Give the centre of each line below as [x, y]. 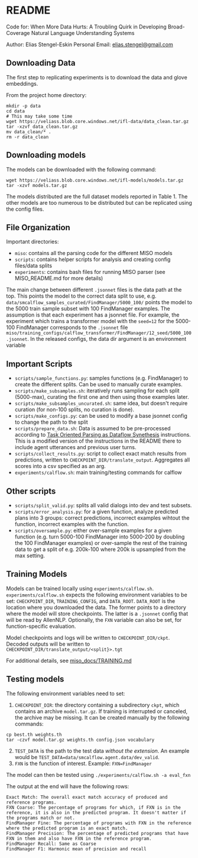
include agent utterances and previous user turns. [76, 447]
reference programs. [32, 802]
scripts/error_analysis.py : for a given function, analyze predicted [96, 512]
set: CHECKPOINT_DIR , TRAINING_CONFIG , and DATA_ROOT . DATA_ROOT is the [91, 601]
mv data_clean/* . [29, 132]
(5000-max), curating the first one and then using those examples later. [102, 397]
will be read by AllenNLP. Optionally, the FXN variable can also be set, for [94, 620]
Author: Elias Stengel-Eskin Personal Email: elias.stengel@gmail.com [90, 44]
